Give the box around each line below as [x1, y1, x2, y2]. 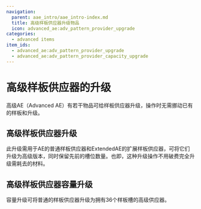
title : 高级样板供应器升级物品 [11, 20, 80, 26]
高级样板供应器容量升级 [6, 179, 93, 189]
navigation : [6, 8, 36, 15]
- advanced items [11, 36, 55, 42]
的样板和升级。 [6, 109, 43, 116]
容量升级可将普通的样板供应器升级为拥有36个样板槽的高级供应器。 [6, 196, 170, 204]
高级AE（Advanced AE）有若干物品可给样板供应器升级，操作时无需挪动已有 [6, 102, 193, 109]
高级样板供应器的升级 [6, 81, 112, 94]
